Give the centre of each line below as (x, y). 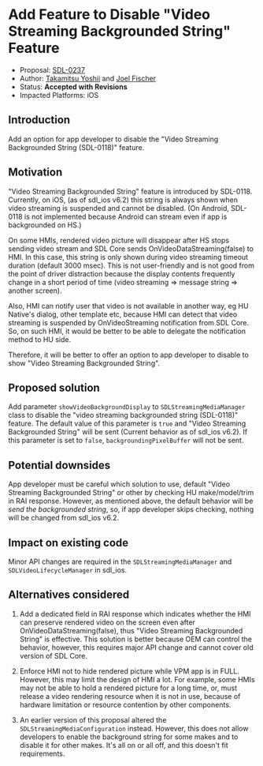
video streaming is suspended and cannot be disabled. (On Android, (119, 208)
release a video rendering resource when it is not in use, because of (130, 696)
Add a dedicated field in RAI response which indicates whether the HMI (135, 614)
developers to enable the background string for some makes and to (129, 737)
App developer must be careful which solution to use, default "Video (119, 484)
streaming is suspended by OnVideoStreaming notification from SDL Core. (129, 322)
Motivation (35, 173)
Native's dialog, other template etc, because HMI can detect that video (123, 314)
